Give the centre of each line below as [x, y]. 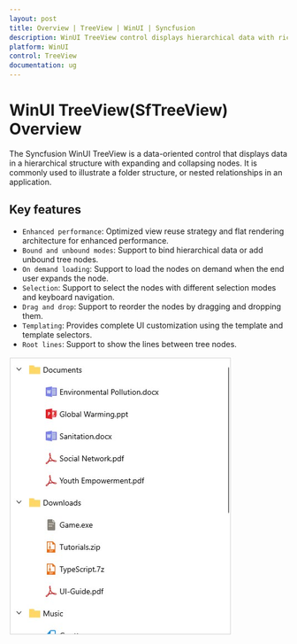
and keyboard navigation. [68, 297]
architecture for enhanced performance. [95, 240]
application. [30, 182]
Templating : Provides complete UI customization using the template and [152, 325]
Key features [45, 209]
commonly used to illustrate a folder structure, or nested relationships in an [146, 172]
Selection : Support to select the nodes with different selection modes [149, 287]
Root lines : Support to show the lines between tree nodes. [129, 344]
